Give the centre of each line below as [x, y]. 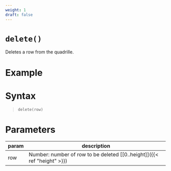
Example [24, 73]
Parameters [31, 130]
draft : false [19, 15]
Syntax [21, 96]
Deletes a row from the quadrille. [39, 52]
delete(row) [30, 109]
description [96, 146]
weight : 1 [16, 10]
